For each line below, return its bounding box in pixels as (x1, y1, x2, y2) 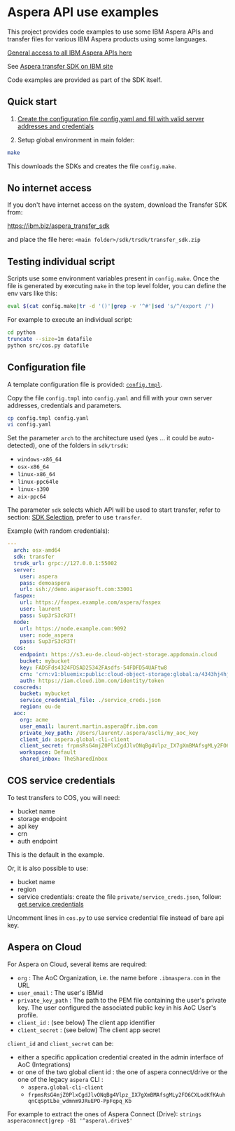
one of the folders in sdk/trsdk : (38, 441, 129, 449)
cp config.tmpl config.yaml (7, 414, 90, 421)
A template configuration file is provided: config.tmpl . (7, 380, 163, 388)
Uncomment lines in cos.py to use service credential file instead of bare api (7, 913, 225, 922)
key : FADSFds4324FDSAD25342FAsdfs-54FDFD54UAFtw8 (20, 664, 168, 671)
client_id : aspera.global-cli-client (20, 736, 130, 743)
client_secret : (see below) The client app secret (17, 1025, 161, 1034)
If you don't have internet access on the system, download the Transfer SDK (7, 201, 227, 209)
